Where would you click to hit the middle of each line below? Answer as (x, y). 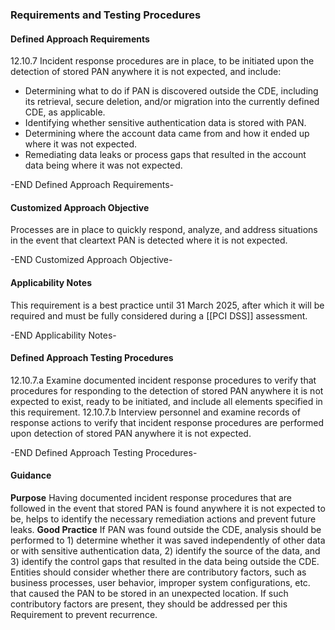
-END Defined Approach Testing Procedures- (104, 452)
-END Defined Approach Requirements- (92, 185)
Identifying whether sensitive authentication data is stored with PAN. (165, 123)
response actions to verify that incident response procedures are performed (167, 422)
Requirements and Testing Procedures (106, 15)
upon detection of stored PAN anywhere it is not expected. (131, 433)
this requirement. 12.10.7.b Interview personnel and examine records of (155, 412)
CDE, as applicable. (65, 112)
